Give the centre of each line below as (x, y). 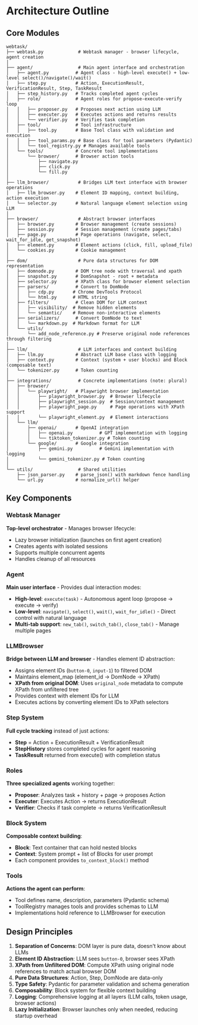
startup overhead (36, 1016)
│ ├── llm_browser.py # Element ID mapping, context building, (93, 193)
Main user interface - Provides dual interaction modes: (74, 587)
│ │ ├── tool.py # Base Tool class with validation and (90, 130)
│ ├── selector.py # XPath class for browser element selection (98, 282)
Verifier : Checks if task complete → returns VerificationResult (90, 807)
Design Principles (40, 932)
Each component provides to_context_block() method (82, 860)
